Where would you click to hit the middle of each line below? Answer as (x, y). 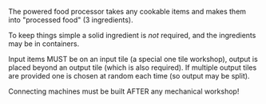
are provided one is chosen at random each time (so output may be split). (129, 76)
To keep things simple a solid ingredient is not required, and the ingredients (132, 35)
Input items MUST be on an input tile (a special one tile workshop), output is (133, 59)
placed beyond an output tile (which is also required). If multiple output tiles (133, 67)
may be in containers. (44, 44)
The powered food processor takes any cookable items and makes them (127, 12)
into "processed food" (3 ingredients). (71, 20)
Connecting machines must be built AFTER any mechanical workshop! (124, 91)
